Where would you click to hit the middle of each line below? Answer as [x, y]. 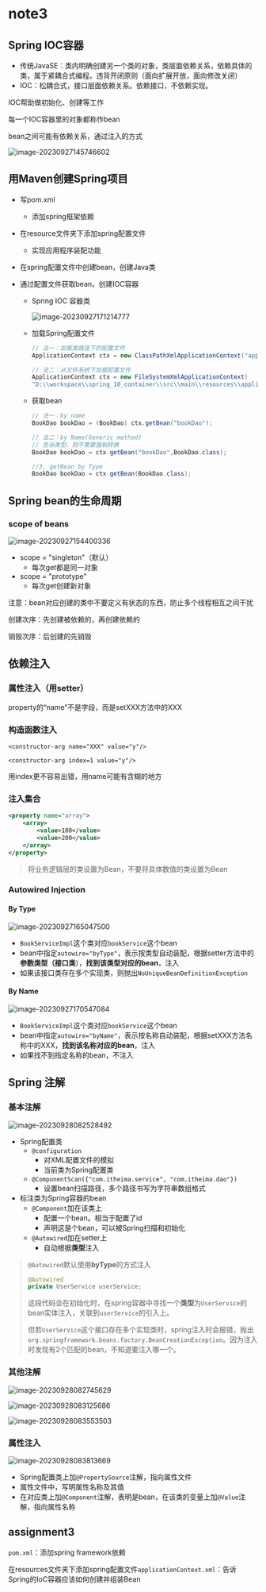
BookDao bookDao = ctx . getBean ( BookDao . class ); [111, 474]
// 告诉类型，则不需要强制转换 [75, 445]
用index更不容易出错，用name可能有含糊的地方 [85, 776]
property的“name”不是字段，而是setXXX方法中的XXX [95, 707]
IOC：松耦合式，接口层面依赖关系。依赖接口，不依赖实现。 [116, 85]
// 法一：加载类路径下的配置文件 [78, 348]
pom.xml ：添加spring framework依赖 [67, 1552]
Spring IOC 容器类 [61, 301]
